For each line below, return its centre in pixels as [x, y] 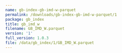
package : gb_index [25, 19]
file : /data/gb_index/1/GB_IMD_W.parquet [50, 43]
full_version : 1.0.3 [27, 38]
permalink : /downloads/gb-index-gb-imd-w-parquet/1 [61, 15]
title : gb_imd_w [22, 24]
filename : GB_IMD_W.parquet [35, 29]
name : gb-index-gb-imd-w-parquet [41, 10]
